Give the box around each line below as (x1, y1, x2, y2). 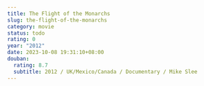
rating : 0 (7, 36, 36, 43)
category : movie (7, 23, 54, 30)
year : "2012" (7, 42, 45, 49)
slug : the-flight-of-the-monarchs (7, 17, 108, 24)
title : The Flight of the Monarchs (7, 10, 111, 17)
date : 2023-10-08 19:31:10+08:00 (7, 49, 104, 56)
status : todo (7, 29, 45, 37)
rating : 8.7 (13, 62, 49, 69)
